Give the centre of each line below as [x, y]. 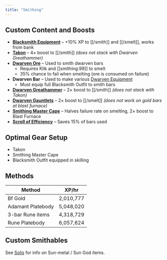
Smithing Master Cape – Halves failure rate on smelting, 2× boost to [83, 111]
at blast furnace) [30, 106]
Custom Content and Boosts [50, 30]
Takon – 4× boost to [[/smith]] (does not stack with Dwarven [75, 52]
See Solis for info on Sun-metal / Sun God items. [55, 252]
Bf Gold [16, 198]
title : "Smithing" [24, 10]
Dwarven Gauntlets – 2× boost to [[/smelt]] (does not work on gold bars [87, 100]
